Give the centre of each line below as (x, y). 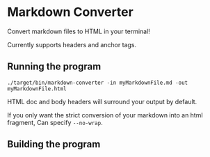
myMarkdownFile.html (37, 89)
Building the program (54, 144)
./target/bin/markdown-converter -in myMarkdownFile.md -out (98, 83)
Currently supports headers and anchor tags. (72, 44)
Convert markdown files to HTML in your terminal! (79, 31)
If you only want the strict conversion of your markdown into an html (105, 115)
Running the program (54, 67)
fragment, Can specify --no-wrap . (55, 122)
